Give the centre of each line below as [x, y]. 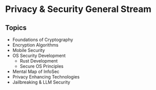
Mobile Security [29, 50]
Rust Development [39, 61]
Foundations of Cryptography [43, 39]
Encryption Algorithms [35, 45]
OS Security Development [39, 55]
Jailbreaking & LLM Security [41, 82]
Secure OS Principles [42, 66]
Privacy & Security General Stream [78, 9]
